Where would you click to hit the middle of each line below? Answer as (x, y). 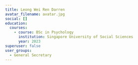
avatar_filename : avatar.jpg (35, 14)
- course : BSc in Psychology (44, 32)
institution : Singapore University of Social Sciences (76, 37)
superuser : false (23, 46)
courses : (18, 28)
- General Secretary (31, 55)
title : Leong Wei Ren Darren (35, 10)
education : (16, 23)
